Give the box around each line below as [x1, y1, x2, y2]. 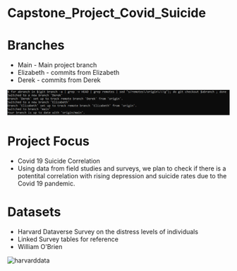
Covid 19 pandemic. [17, 179, 75, 188]
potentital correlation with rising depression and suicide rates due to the [17, 171, 227, 180]
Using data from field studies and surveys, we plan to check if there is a [17, 164, 226, 173]
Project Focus [7, 133, 90, 149]
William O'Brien [17, 242, 63, 250]
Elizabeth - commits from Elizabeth [17, 69, 120, 77]
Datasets [7, 204, 61, 220]
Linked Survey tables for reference [17, 235, 119, 243]
